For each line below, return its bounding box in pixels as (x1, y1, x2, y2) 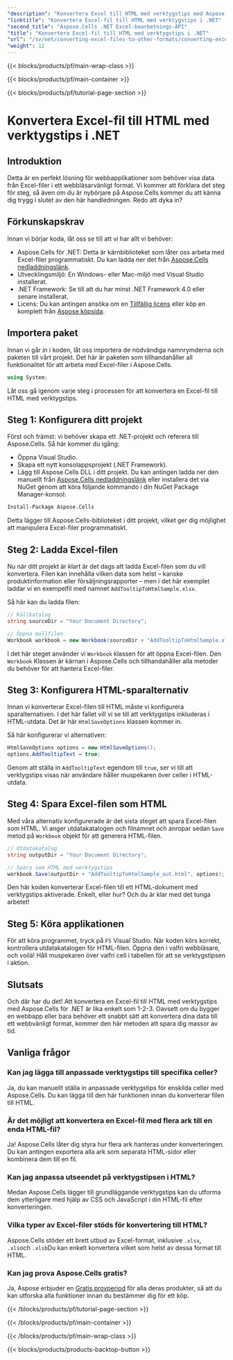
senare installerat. (17, 292, 69, 300)
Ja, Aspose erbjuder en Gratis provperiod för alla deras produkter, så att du (7, 1284, 222, 1292)
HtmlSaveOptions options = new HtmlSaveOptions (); (7, 745, 157, 752)
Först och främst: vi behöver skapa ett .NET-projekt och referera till (7, 432, 199, 441)
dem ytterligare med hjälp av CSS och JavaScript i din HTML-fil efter (7, 1195, 203, 1204)
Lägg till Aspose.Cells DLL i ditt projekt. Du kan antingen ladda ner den (17, 468, 219, 476)
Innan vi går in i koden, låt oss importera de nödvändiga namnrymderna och (7, 346, 224, 354)
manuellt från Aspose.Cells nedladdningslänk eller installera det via (17, 476, 209, 484)
